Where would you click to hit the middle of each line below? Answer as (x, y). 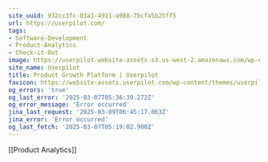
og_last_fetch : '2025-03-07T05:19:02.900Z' (82, 127)
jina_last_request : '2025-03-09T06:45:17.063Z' (89, 113)
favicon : (23, 82)
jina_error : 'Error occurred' (59, 120)
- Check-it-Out (33, 53)
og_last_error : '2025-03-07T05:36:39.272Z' (82, 97)
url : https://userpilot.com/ (57, 23)
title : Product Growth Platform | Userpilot (83, 75)
